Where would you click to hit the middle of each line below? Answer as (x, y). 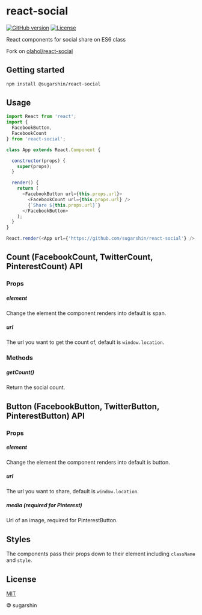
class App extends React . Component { (54, 150)
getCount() (20, 372)
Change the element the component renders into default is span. (86, 313)
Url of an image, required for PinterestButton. (62, 520)
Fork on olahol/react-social (40, 51)
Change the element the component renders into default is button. (88, 463)
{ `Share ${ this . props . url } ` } (64, 205)
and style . (19, 560)
